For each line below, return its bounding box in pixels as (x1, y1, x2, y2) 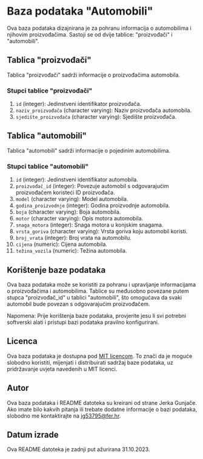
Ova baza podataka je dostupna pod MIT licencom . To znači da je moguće (7, 352, 193, 360)
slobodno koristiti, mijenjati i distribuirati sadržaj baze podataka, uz (7, 359, 173, 366)
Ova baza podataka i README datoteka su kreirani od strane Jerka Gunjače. (7, 399, 198, 406)
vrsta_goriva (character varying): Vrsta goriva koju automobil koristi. (15, 228, 188, 235)
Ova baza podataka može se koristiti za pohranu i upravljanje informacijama (7, 281, 196, 288)
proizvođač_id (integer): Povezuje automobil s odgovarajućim (15, 183, 169, 190)
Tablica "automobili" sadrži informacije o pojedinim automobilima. (7, 147, 171, 154)
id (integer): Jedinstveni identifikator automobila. (15, 176, 138, 183)
